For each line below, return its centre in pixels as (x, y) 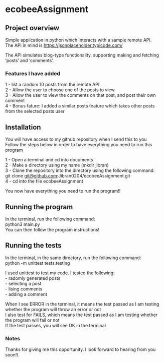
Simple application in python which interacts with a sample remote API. (78, 40)
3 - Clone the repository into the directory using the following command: (80, 170)
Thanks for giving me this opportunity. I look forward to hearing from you (80, 349)
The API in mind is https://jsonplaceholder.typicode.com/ (64, 45)
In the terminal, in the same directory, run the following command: (73, 258)
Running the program (39, 207)
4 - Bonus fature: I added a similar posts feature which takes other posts (80, 106)
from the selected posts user (35, 111)
